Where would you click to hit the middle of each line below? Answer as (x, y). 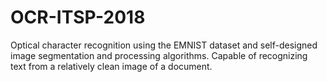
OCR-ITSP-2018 (78, 17)
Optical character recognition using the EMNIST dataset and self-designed (164, 45)
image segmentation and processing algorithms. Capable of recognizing (159, 55)
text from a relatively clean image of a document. (111, 66)
